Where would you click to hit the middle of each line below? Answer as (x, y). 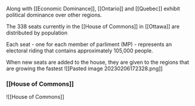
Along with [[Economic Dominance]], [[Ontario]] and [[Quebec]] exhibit (93, 9)
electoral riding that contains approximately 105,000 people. (80, 51)
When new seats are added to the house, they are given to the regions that (97, 62)
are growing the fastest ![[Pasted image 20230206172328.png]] (84, 68)
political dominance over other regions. (54, 15)
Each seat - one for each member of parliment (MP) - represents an (89, 44)
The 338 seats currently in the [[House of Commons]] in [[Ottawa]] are (93, 26)
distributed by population (37, 33)
